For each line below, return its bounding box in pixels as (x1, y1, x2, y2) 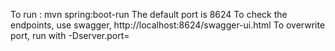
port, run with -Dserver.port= (10, 30, 130, 41)
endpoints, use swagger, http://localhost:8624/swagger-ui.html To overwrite (10, 19, 326, 31)
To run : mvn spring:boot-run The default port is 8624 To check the (10, 9, 288, 20)
